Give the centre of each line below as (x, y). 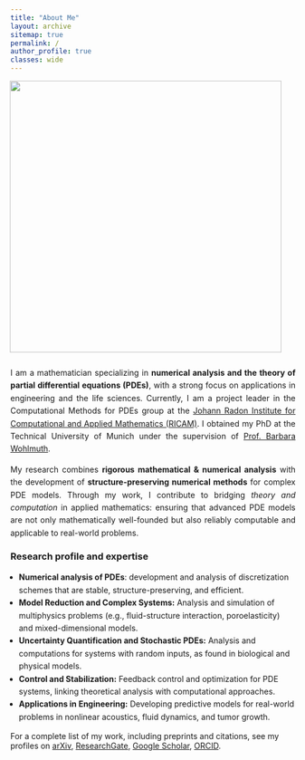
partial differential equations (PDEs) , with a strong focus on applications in (153, 385)
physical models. (50, 666)
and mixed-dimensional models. (78, 628)
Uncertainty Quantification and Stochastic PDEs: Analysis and (137, 640)
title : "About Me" (45, 18)
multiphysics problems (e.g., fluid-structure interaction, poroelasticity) (149, 615)
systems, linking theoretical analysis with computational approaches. (147, 691)
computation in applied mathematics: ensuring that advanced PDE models (153, 507)
